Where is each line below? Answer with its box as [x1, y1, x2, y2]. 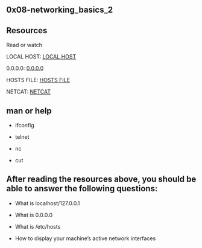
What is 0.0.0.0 [14, 211, 53, 218]
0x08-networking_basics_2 [6, 5, 113, 15]
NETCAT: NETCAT [6, 88, 51, 95]
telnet [14, 133, 30, 141]
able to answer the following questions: [6, 183, 158, 194]
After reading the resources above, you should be [6, 174, 197, 185]
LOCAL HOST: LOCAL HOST [6, 53, 77, 60]
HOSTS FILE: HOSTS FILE [6, 77, 71, 84]
